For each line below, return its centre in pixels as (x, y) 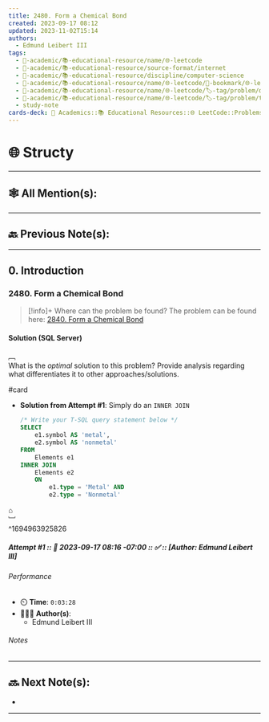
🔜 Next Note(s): (49, 682)
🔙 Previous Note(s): (59, 234)
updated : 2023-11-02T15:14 (53, 31)
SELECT (31, 428)
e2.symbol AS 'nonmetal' (76, 443)
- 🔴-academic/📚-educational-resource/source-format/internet (121, 68)
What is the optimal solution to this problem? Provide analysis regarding (127, 365)
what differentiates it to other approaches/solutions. (94, 374)
